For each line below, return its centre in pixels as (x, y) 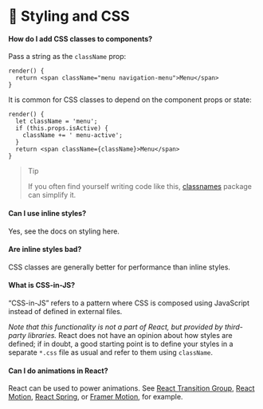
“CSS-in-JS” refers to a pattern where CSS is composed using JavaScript (129, 303)
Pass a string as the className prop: (67, 57)
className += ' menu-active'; (73, 136)
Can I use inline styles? (47, 213)
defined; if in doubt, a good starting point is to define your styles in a (121, 344)
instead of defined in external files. (65, 311)
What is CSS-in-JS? (42, 285)
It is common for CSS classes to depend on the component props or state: (130, 100)
